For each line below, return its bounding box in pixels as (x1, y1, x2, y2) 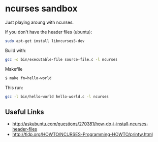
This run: (5, 85, 23, 91)
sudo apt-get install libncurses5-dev (5, 38, 85, 44)
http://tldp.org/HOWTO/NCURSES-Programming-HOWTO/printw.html (12, 132, 153, 138)
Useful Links (5, 107, 44, 116)
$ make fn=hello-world (5, 75, 52, 81)
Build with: (5, 47, 27, 53)
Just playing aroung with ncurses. (5, 19, 74, 25)
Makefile (5, 66, 23, 72)
